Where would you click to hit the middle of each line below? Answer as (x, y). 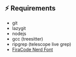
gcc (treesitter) (27, 38)
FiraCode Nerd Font (32, 49)
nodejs (19, 33)
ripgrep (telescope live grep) (42, 44)
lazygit (19, 28)
